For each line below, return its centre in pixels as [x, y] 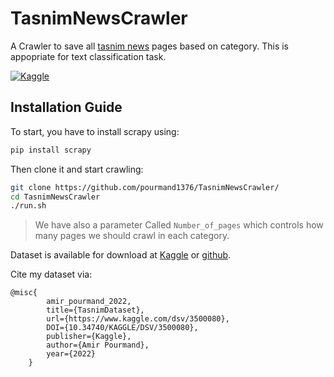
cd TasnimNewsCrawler [55, 197]
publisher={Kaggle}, [89, 337]
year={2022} [71, 354]
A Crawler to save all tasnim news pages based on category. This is [150, 46]
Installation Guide [66, 107]
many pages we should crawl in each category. [132, 236]
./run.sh [28, 206]
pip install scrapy [51, 150]
